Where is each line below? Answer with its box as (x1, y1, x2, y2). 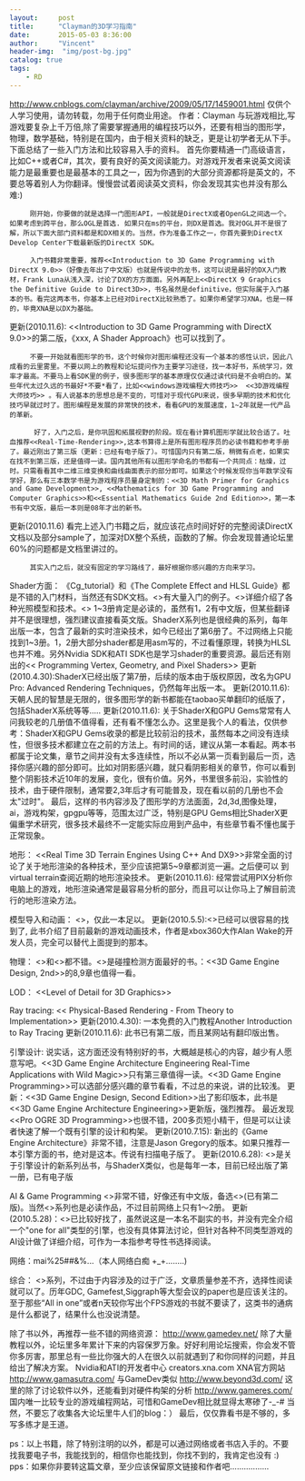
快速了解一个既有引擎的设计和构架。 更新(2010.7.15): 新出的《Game (16, 1126, 269, 1137)
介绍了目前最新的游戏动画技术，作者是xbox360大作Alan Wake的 (44, 925, 286, 936)
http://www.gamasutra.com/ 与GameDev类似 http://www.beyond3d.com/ (9, 1373, 283, 1384)
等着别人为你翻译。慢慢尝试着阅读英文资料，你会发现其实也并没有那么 (25, 178, 288, 189)
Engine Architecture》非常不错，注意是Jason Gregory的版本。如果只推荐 (9, 1137, 282, 1148)
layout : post (9, 13, 75, 23)
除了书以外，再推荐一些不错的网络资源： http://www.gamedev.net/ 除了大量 (9, 1327, 293, 1338)
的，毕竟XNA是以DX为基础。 (9, 303, 98, 313)
